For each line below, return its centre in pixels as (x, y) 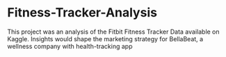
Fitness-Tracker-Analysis (82, 13)
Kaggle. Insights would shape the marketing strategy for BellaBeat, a (105, 38)
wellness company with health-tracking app (70, 46)
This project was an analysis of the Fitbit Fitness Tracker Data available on (114, 32)
